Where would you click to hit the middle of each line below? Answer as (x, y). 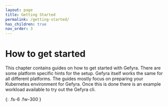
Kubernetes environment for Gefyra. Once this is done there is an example (83, 84)
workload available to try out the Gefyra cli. (50, 90)
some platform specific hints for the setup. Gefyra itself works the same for (84, 74)
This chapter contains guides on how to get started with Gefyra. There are (83, 68)
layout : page (19, 10)
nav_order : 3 (19, 29)
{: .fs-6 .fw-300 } (23, 99)
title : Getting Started (31, 15)
